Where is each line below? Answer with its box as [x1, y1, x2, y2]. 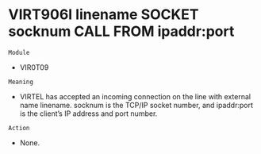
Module [8, 48, 30, 56]
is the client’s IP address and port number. [19, 109, 158, 118]
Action [8, 124, 30, 132]
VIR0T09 [19, 62, 49, 72]
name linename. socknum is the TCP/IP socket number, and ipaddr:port [19, 100, 254, 110]
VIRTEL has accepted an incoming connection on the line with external [19, 91, 251, 101]
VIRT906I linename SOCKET [8, 6, 199, 24]
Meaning [8, 78, 34, 86]
